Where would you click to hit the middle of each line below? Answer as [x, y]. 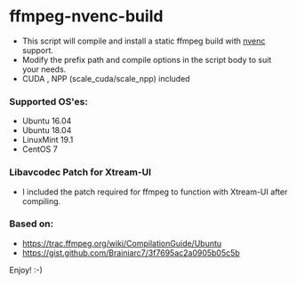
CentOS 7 [40, 149]
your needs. [44, 69]
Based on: [32, 224]
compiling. [41, 201]
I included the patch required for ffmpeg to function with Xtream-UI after [155, 192]
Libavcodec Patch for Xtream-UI [80, 172]
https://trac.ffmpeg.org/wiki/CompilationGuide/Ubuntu [122, 243]
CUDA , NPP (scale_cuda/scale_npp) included [106, 78]
